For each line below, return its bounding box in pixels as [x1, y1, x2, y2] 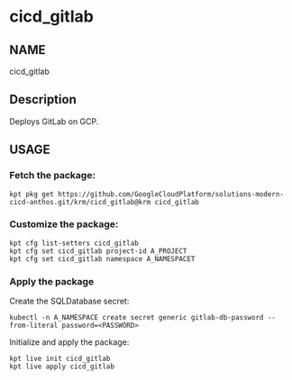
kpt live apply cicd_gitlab [9, 362, 115, 371]
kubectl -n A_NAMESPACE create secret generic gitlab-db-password [9, 313, 264, 322]
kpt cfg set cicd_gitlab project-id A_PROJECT [9, 246, 187, 256]
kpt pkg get [9, 189, 54, 199]
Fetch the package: [9, 169, 96, 182]
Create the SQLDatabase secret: [9, 295, 130, 307]
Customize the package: [9, 218, 119, 231]
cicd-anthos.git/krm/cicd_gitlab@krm [9, 197, 151, 206]
